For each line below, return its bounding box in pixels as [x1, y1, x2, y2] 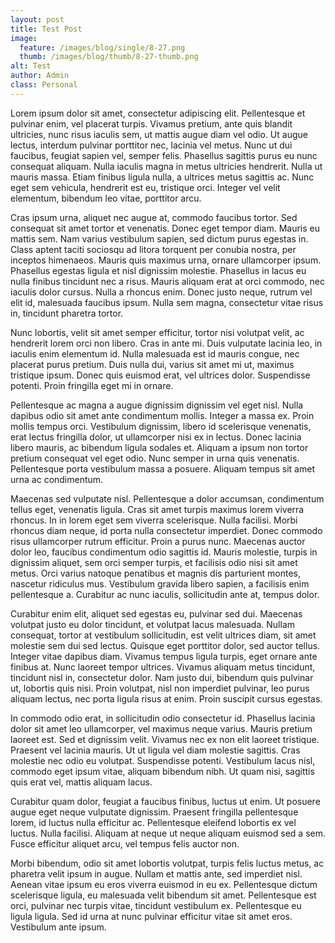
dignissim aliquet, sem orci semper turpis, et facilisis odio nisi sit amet [10, 556, 298, 568]
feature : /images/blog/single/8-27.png [19, 42, 186, 53]
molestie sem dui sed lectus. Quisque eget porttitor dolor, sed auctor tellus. [10, 639, 321, 651]
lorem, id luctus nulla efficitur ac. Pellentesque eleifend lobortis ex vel [10, 816, 297, 828]
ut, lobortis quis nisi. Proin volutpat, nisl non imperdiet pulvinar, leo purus [10, 682, 310, 694]
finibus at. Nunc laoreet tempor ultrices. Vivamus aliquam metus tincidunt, [10, 661, 316, 673]
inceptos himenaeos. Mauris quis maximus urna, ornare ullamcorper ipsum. [10, 254, 322, 266]
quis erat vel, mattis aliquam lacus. [10, 776, 153, 788]
